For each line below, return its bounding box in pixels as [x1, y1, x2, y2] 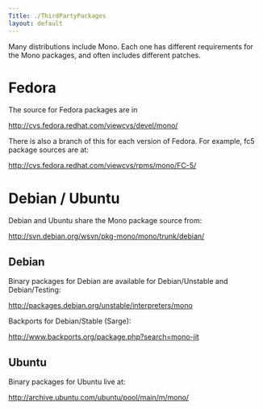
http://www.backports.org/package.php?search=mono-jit [8, 332, 199, 342]
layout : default [8, 19, 63, 27]
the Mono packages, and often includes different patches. [8, 50, 202, 60]
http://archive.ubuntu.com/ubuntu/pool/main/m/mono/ [8, 393, 190, 402]
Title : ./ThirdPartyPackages [8, 11, 106, 20]
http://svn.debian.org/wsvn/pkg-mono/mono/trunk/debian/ [8, 231, 205, 241]
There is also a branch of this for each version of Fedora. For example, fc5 [8, 137, 256, 146]
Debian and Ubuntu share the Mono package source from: [8, 216, 202, 226]
